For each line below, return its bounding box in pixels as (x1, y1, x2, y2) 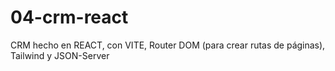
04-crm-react (10, 6, 129, 29)
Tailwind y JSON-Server (10, 49, 110, 61)
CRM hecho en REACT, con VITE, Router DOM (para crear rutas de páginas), (10, 39, 326, 51)
